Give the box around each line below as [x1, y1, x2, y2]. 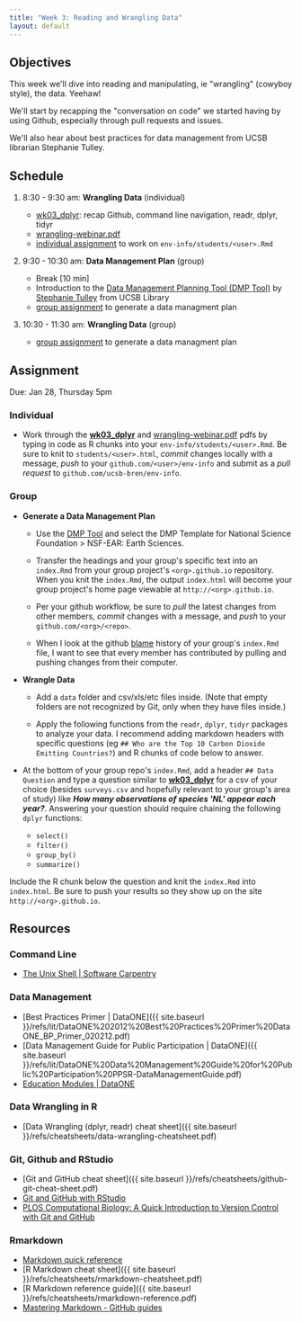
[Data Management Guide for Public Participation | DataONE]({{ [22, 1040, 258, 1050]
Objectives [9, 55, 72, 70]
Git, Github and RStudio [9, 1153, 114, 1166]
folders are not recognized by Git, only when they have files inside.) [35, 701, 287, 711]
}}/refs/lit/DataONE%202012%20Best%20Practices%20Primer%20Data [22, 1021, 290, 1032]
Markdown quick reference [22, 1255, 123, 1265]
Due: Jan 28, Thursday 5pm [9, 386, 112, 397]
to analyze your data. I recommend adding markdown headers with [35, 728, 285, 738]
